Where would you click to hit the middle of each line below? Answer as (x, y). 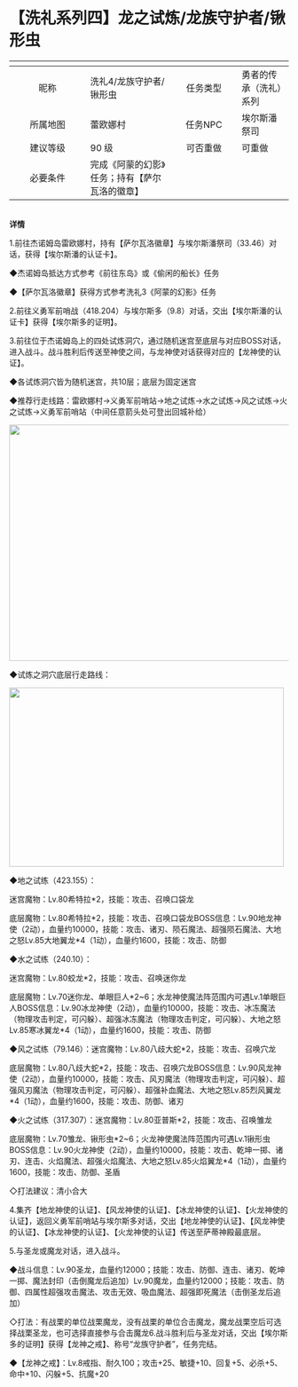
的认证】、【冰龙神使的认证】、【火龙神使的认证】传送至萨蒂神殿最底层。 (137, 1232)
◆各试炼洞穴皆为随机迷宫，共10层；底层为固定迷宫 (103, 382)
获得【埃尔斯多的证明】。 (77, 321)
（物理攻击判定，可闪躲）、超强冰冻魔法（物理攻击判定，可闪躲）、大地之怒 (145, 1019)
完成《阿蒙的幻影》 (128, 164)
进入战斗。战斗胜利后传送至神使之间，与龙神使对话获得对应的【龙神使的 (141, 351)
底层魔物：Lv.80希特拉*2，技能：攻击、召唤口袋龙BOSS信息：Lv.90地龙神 (145, 918)
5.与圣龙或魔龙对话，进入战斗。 (67, 1250)
